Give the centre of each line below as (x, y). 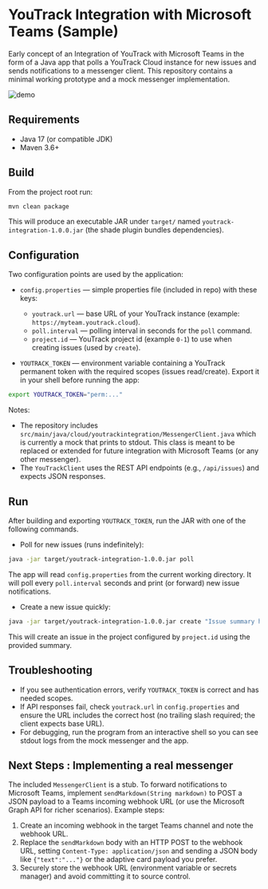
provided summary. (40, 645)
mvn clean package (39, 206)
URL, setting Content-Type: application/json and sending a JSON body (138, 851)
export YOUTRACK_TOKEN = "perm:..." (66, 395)
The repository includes (59, 425)
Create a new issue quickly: (65, 606)
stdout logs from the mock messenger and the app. (104, 741)
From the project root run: (51, 192)
